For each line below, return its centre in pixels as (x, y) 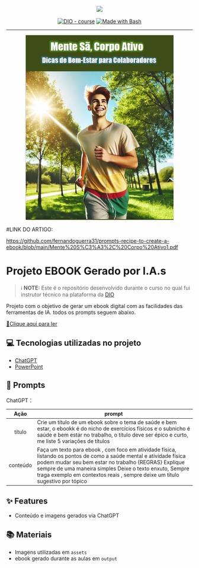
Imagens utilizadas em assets (51, 552)
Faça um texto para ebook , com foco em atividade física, (107, 450)
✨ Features (27, 501)
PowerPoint (29, 367)
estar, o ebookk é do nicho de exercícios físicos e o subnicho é (114, 429)
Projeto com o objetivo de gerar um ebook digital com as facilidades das (94, 306)
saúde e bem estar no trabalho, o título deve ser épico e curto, (113, 435)
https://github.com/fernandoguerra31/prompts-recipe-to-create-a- (88, 240)
